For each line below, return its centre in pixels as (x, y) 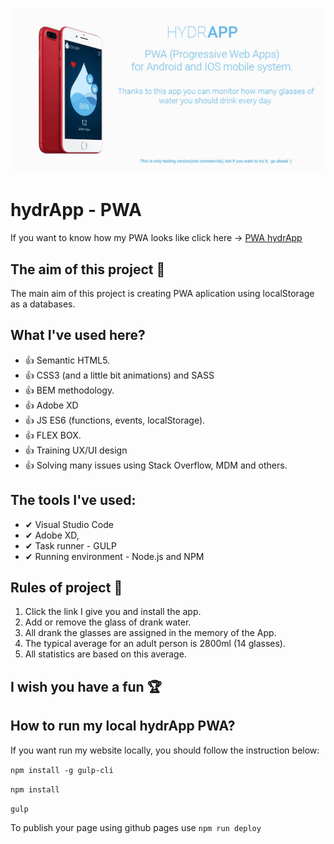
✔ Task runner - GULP (70, 545)
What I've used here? (78, 335)
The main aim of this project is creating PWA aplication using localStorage (162, 294)
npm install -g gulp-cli (62, 770)
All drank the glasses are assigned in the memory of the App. (150, 633)
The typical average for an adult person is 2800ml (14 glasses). (155, 644)
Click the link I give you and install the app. (113, 612)
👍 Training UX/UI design (76, 450)
